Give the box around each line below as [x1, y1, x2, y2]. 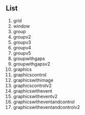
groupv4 [13, 44, 32, 50]
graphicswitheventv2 [13, 93, 58, 99]
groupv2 [13, 34, 31, 40]
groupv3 [13, 39, 31, 45]
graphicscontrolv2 [13, 82, 52, 89]
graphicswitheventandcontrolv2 [13, 104, 80, 110]
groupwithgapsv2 [13, 61, 50, 67]
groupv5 [13, 50, 31, 56]
